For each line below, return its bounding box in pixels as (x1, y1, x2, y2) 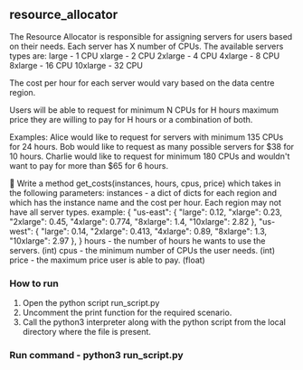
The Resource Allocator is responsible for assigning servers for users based (9, 31, 293, 42)
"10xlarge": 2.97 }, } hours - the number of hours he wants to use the (9, 235, 266, 246)
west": (9, 226, 33, 236)
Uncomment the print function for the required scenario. (22, 307, 232, 319)
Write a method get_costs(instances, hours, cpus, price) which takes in (16, 178, 282, 189)
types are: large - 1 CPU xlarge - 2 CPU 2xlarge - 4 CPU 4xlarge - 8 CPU (9, 50, 280, 61)
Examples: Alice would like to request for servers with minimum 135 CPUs (9, 131, 284, 143)
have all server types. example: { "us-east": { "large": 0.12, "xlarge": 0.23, (9, 207, 283, 217)
